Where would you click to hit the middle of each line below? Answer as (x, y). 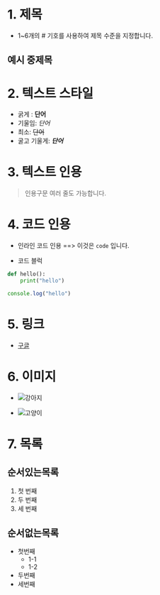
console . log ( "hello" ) (39, 293)
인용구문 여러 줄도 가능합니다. (65, 193)
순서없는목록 (33, 533)
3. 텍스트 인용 (45, 172)
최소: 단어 (31, 132)
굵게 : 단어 (32, 114)
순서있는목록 (33, 473)
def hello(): (27, 274)
